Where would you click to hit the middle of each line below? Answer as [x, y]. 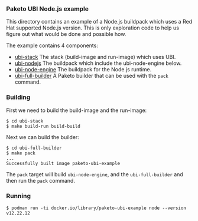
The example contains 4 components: [52, 45]
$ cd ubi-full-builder [34, 148]
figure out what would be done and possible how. [66, 34]
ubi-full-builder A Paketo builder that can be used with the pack [91, 76]
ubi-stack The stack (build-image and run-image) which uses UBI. [95, 57]
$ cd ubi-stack [25, 121]
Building [18, 97]
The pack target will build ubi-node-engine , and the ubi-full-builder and [95, 174]
